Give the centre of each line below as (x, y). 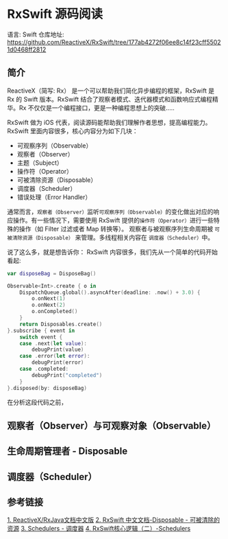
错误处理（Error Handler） (54, 197)
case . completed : (44, 369)
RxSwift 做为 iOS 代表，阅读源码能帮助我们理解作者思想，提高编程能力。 (109, 122)
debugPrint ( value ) (58, 350)
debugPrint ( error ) (58, 363)
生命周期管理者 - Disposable (67, 451)
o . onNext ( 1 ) (49, 299)
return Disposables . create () (61, 324)
